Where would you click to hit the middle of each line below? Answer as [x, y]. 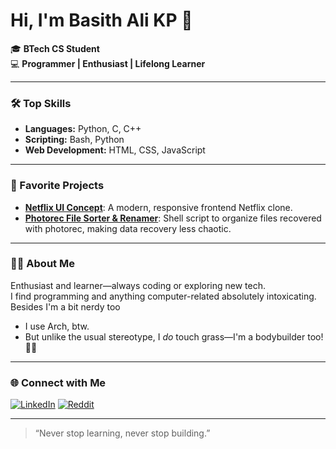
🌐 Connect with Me [58, 382]
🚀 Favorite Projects [57, 186]
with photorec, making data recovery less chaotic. [128, 228]
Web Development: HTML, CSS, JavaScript [115, 150]
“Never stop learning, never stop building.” [122, 433]
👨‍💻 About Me [42, 264]
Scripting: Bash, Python [74, 140]
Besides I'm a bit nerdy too [65, 306]
